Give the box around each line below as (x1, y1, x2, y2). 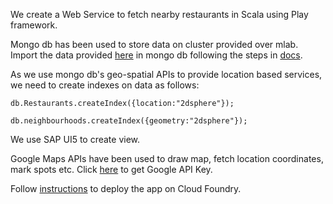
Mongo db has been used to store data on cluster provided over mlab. (10, 39, 299, 50)
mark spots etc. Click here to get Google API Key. (10, 164, 213, 175)
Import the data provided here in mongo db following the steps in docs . (10, 49, 303, 61)
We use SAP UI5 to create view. (10, 134, 141, 145)
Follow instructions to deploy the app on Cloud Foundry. (10, 183, 242, 194)
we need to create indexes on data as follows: (10, 79, 200, 91)
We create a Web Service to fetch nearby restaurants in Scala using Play (10, 9, 309, 20)
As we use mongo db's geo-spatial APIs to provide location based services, (10, 69, 323, 80)
